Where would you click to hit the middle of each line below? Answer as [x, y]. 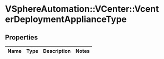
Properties [21, 37]
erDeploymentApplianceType [66, 19]
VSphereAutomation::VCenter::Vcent [82, 9]
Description [57, 51]
